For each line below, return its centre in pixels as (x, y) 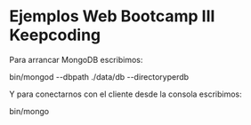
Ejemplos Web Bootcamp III (112, 16)
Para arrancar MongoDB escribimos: (76, 59)
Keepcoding (55, 35)
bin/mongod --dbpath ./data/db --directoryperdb (99, 76)
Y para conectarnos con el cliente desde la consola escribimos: (125, 94)
